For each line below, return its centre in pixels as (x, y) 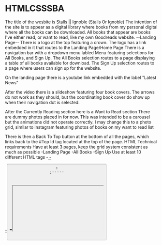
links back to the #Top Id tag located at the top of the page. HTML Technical (81, 141)
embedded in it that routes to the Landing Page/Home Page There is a (75, 47)
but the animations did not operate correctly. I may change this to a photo (78, 122)
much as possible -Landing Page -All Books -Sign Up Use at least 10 (73, 152)
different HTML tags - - (28, 157)
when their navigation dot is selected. (42, 102)
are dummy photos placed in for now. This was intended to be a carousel (78, 117)
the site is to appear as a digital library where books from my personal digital (81, 27)
